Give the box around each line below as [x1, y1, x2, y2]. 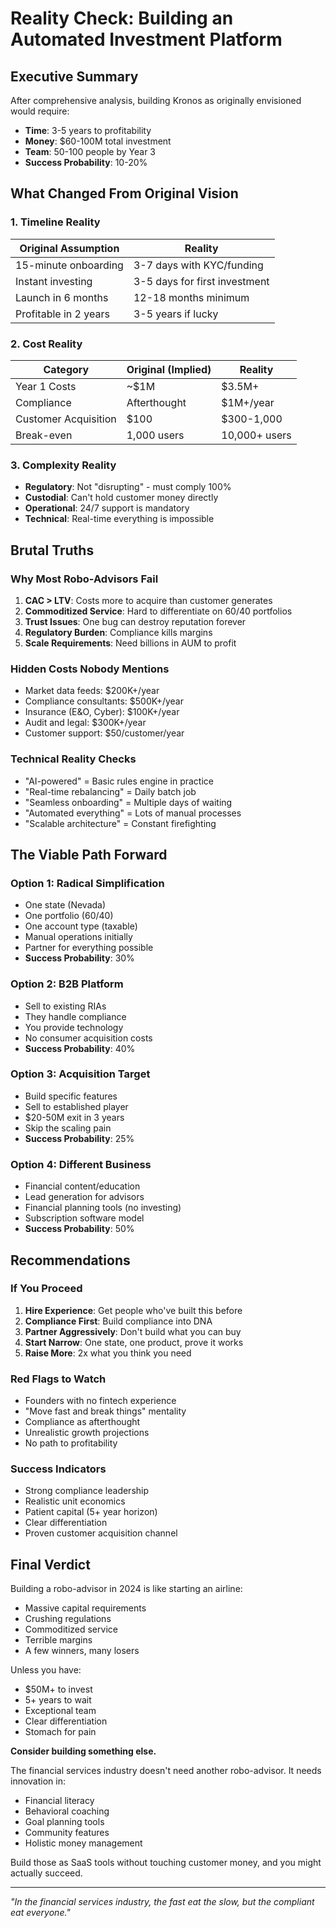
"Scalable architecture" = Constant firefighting [24, 817, 217, 829]
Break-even [15, 428, 73, 442]
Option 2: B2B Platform [10, 977, 124, 991]
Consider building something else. [10, 1745, 157, 1757]
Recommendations [10, 1252, 131, 1269]
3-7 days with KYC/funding [133, 258, 264, 272]
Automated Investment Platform [10, 28, 283, 51]
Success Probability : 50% [24, 1223, 135, 1235]
